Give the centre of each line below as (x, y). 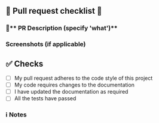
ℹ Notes (16, 115)
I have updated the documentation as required (71, 92)
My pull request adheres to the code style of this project (83, 78)
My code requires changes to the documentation (74, 85)
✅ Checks (25, 64)
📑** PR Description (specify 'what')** (62, 28)
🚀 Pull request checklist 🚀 (54, 11)
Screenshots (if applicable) (46, 44)
